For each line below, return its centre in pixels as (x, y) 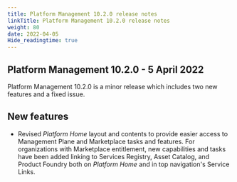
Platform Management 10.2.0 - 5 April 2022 (106, 70)
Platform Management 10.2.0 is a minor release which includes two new (113, 86)
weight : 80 (23, 27)
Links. (26, 171)
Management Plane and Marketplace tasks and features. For (106, 141)
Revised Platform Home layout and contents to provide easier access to (123, 133)
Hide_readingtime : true (43, 41)
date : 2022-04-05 (33, 34)
